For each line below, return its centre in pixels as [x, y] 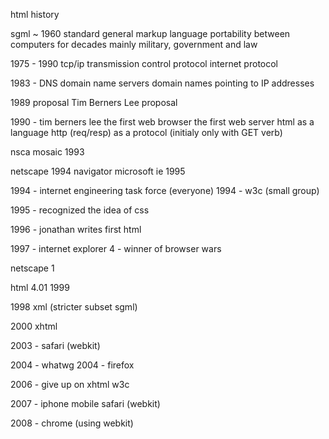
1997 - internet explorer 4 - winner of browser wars [116, 248]
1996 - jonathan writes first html [76, 229]
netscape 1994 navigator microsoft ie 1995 [98, 171]
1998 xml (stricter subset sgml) [74, 307]
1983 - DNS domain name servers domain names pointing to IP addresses [162, 83]
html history [35, 14]
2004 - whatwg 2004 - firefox [72, 365]
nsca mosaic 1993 [47, 152]
